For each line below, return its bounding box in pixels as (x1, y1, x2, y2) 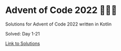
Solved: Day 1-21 (5, 30, 40, 36)
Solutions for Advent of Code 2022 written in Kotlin (5, 21, 112, 27)
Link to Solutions (5, 40, 41, 46)
